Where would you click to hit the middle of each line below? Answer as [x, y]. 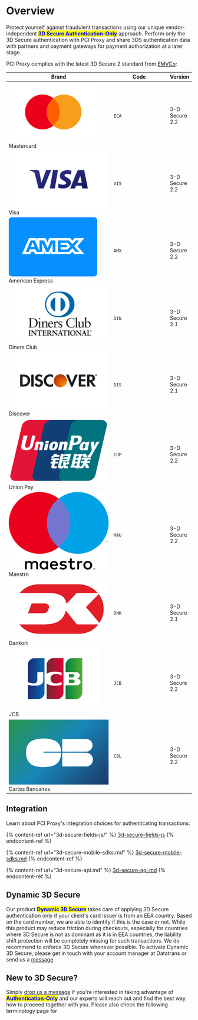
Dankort [18, 643]
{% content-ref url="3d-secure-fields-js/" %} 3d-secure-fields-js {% [90, 834]
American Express [31, 280]
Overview [30, 11]
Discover [19, 413]
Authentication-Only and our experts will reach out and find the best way [96, 998]
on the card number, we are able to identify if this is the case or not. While [96, 922]
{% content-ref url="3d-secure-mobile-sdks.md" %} [70, 852]
